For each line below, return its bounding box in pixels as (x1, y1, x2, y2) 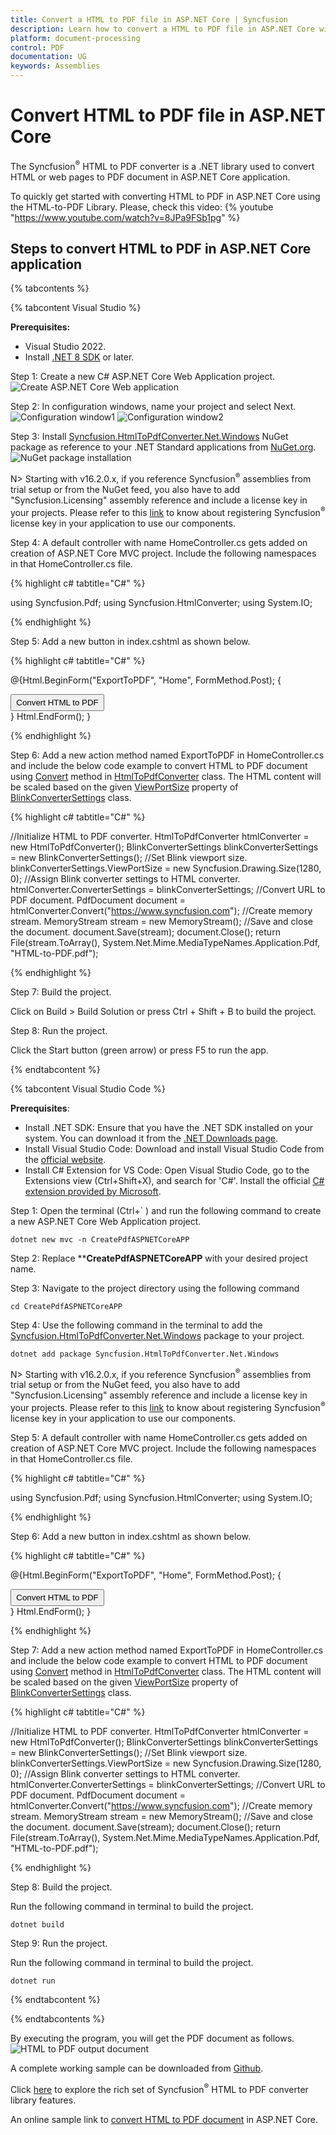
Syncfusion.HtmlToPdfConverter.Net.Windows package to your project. (10, 1329, 305, 1341)
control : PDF (10, 42, 65, 53)
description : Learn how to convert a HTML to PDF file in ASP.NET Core (10, 24, 315, 34)
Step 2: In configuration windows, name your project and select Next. (10, 401, 297, 413)
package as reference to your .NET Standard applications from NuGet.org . (10, 441, 317, 453)
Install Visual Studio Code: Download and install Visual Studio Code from (24, 1142, 325, 1155)
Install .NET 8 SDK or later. (24, 351, 135, 363)
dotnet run (10, 1976, 56, 1986)
